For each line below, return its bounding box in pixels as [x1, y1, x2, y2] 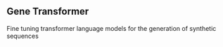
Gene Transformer [6, 6, 89, 18]
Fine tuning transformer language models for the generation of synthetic [6, 24, 217, 32]
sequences [6, 32, 39, 40]
